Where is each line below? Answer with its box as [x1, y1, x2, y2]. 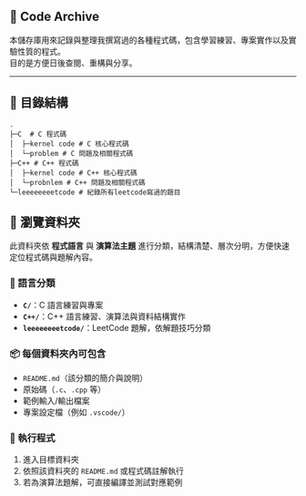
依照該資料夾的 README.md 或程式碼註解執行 [22, 466, 185, 477]
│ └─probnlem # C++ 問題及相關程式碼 [9, 178, 146, 187]
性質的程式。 [16, 46, 66, 57]
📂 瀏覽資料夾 [9, 215, 80, 231]
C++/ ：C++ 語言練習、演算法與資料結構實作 [22, 311, 187, 322]
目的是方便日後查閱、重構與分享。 [9, 57, 138, 68]
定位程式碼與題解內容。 [9, 252, 97, 263]
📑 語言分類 [9, 277, 56, 290]
